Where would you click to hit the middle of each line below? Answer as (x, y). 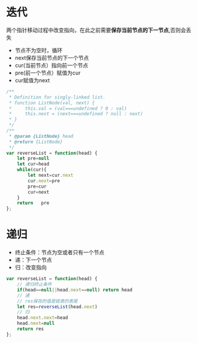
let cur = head (33, 164)
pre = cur (37, 186)
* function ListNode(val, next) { (52, 103)
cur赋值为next (32, 80)
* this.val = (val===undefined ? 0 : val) (68, 109)
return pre (33, 203)
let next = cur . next (51, 175)
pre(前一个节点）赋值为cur (48, 73)
